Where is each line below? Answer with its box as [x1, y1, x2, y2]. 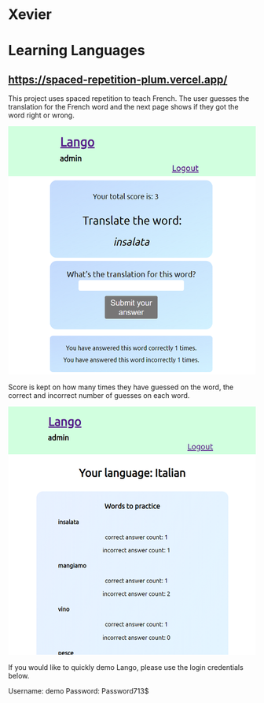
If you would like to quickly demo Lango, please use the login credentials [8, 663, 244, 672]
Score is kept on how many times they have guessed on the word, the [8, 382, 234, 392]
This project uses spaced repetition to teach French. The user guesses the [8, 94, 250, 103]
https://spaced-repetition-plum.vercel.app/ [8, 73, 228, 86]
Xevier [8, 6, 53, 24]
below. [8, 671, 30, 681]
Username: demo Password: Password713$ [8, 686, 149, 696]
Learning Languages [8, 42, 145, 60]
